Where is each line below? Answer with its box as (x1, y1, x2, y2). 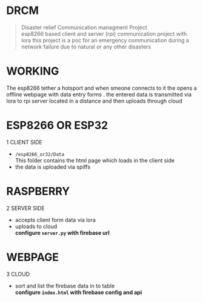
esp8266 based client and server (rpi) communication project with (21, 30, 187, 37)
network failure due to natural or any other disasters (21, 43, 151, 50)
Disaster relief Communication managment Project (21, 24, 147, 31)
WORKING (6, 64, 59, 78)
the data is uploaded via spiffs (15, 163, 91, 170)
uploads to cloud (15, 223, 58, 230)
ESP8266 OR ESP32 (6, 119, 108, 132)
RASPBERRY (6, 184, 70, 198)
